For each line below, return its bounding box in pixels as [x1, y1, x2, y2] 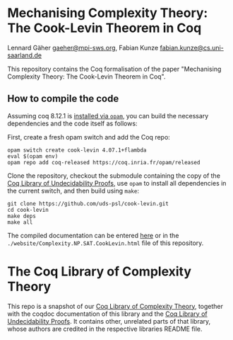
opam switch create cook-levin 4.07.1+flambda [7, 147, 147, 154]
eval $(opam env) [7, 152, 59, 160]
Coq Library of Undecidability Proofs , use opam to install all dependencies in [7, 178, 227, 187]
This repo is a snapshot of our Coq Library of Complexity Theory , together [7, 302, 224, 310]
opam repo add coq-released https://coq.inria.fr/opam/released [7, 159, 201, 166]
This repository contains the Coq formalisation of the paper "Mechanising [7, 64, 222, 73]
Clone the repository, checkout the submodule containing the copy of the [7, 171, 221, 180]
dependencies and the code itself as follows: [7, 119, 138, 127]
